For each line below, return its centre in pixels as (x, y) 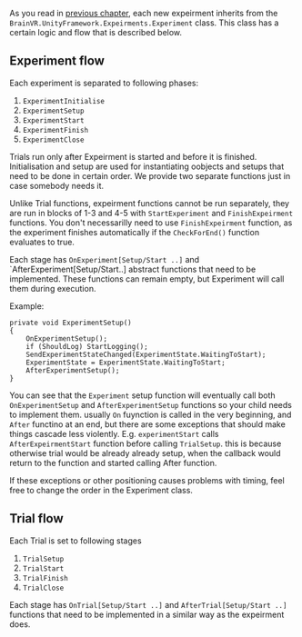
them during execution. (53, 288)
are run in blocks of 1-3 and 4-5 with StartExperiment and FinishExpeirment (151, 213)
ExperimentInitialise (63, 101)
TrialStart (43, 568)
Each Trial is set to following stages (76, 541)
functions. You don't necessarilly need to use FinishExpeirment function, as (151, 223)
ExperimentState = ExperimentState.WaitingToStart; (126, 363)
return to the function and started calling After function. (113, 463)
